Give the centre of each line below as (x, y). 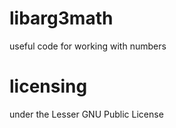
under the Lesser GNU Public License (86, 114)
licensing (48, 86)
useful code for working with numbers (88, 46)
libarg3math (61, 18)
